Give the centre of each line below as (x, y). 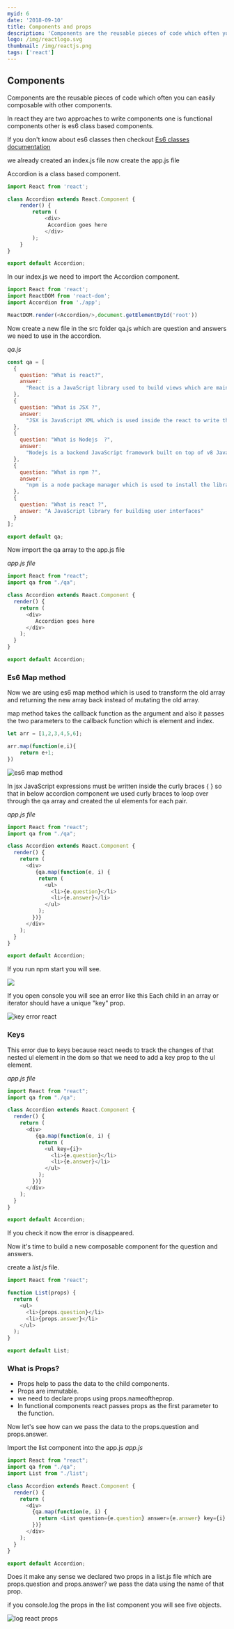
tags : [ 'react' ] (31, 53)
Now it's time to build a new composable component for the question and (112, 1246)
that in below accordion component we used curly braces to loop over (108, 793)
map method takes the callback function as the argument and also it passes (116, 713)
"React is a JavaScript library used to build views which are (119, 388)
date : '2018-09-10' (36, 20)
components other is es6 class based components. (81, 125)
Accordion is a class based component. (64, 173)
